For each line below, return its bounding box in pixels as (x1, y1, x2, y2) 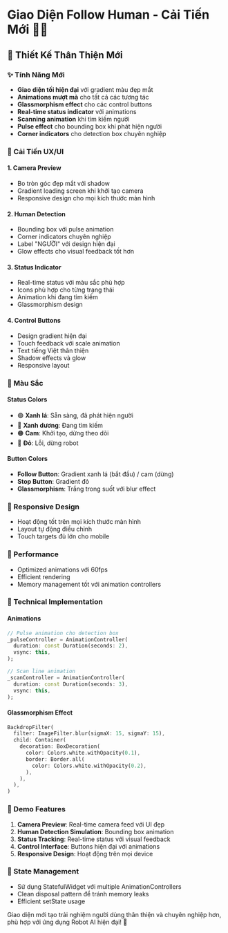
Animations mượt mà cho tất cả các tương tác (17, 93, 150, 101)
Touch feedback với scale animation (17, 339, 120, 347)
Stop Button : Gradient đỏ (17, 477, 90, 485)
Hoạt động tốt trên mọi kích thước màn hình (17, 518, 142, 526)
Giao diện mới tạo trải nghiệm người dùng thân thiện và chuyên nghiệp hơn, (7, 910, 222, 918)
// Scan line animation (7, 668, 76, 675)
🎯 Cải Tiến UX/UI (7, 147, 64, 156)
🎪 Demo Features (7, 804, 66, 814)
